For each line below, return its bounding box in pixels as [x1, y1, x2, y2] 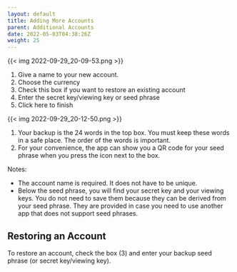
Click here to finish [17, 101, 74, 109]
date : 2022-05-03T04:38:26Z [7, 30, 91, 38]
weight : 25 [7, 37, 40, 44]
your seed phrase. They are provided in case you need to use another [17, 201, 223, 211]
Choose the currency [17, 78, 81, 86]
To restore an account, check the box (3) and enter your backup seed [7, 248, 213, 257]
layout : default [7, 10, 56, 18]
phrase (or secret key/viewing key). [7, 256, 111, 265]
